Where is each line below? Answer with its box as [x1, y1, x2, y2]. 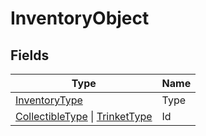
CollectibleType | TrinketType [15, 110, 153, 123]
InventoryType [15, 93, 83, 107]
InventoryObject [10, 7, 150, 30]
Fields [10, 47, 50, 64]
